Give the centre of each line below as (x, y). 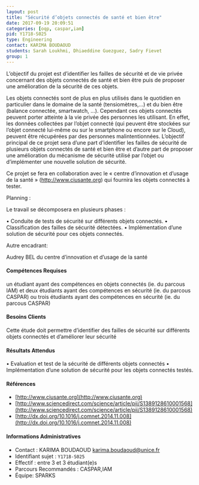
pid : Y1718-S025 (26, 34)
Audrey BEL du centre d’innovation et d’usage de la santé (77, 257)
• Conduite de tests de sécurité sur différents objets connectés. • (87, 221)
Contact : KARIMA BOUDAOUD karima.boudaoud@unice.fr (87, 450)
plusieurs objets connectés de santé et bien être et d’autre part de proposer (100, 149)
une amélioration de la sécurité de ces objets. (62, 86)
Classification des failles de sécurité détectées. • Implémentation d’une (94, 227)
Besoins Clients (26, 317)
